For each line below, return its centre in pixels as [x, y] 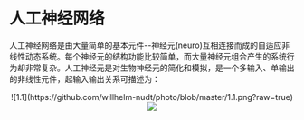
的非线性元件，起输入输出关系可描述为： [85, 78]
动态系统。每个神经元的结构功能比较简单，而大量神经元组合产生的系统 [156, 56]
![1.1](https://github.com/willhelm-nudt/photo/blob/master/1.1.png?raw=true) [152, 97]
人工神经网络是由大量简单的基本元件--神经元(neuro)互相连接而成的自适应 [146, 45]
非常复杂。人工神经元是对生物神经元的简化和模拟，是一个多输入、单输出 [160, 68]
